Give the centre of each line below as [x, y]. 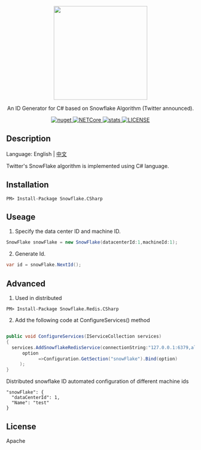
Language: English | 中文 [36, 154]
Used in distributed [38, 298]
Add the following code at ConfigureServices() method [83, 320]
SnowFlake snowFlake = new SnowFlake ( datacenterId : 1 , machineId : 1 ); [92, 242]
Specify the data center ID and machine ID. [68, 232]
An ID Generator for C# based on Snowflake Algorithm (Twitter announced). [100, 108]
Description [28, 139]
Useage [21, 217]
